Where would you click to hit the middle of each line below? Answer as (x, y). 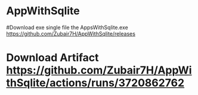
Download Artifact (53, 58)
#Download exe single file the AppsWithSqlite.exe (67, 27)
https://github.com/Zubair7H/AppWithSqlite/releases (71, 33)
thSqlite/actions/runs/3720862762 (95, 83)
